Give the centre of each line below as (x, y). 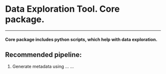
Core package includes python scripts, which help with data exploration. (81, 39)
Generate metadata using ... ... (43, 67)
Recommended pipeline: (43, 55)
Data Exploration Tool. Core (62, 9)
